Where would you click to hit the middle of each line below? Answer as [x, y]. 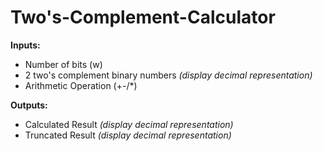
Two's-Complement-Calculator [143, 17]
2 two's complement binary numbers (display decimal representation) [168, 75]
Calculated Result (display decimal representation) [129, 124]
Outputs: [29, 105]
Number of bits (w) [63, 64]
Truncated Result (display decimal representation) [128, 135]
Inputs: [25, 45]
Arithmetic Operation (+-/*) [81, 85]
